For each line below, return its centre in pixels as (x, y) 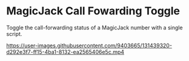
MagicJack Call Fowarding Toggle (93, 11)
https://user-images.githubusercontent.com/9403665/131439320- (89, 45)
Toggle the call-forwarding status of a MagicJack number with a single (94, 28)
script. (14, 33)
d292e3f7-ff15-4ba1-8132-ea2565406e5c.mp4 (65, 51)
